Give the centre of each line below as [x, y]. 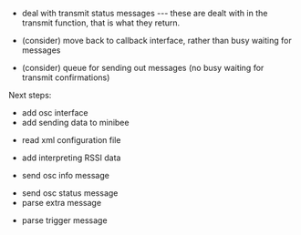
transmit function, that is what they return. [101, 23]
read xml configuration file [71, 140]
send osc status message [70, 193]
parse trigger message [64, 220]
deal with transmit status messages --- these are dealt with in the [145, 13]
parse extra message [62, 203]
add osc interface [55, 112]
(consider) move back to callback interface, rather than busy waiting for [157, 41]
